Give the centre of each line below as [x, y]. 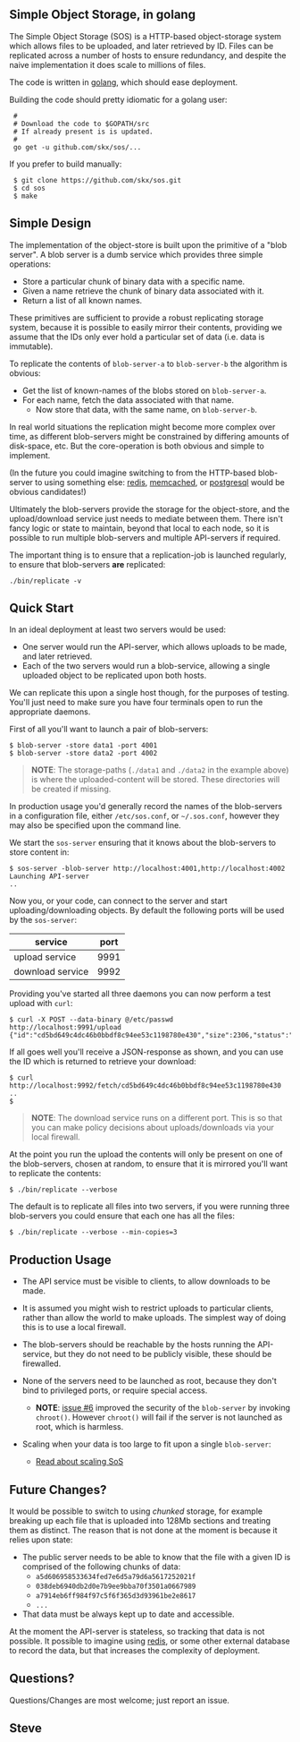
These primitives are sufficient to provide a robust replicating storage [137, 318]
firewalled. [42, 1363]
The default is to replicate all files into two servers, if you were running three [150, 1207]
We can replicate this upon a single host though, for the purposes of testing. [150, 693]
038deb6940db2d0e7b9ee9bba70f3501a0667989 [116, 1587]
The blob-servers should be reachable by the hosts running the [139, 1345]
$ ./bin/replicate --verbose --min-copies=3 [93, 1233]
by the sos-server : [43, 920]
